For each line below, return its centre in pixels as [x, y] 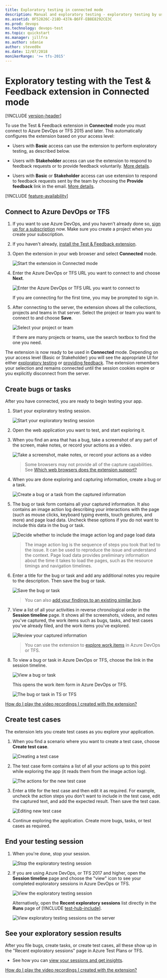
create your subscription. [38, 235]
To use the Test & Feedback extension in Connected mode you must [75, 126]
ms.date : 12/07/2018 [27, 51]
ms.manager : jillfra [27, 38]
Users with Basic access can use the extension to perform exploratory [84, 146]
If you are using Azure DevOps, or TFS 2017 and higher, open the [79, 873]
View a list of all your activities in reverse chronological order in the [81, 610]
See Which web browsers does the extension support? [81, 470]
